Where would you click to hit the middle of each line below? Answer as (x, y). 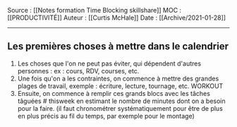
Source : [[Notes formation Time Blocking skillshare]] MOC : (95, 10)
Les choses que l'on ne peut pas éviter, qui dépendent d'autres (109, 64)
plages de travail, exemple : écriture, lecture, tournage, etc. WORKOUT (120, 86)
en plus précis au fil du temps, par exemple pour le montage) (106, 116)
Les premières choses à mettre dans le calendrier (118, 46)
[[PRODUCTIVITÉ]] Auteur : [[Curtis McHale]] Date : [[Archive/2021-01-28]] (117, 18)
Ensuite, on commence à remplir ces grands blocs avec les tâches (114, 93)
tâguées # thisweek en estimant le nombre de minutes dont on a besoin (121, 101)
